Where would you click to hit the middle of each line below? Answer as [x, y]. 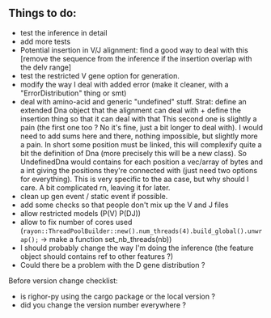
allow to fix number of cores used [76, 222]
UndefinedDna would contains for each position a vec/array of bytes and [142, 162]
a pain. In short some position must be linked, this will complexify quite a [141, 144]
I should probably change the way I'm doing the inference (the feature [137, 248]
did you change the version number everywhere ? [103, 305]
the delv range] [45, 67]
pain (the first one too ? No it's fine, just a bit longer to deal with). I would [142, 127]
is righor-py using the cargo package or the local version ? [118, 296]
